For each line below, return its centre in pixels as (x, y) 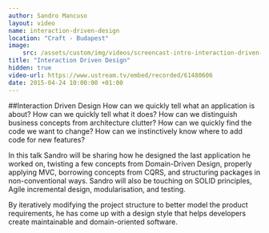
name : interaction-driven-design (64, 30)
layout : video (32, 23)
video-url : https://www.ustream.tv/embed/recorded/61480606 (111, 75)
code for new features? (47, 139)
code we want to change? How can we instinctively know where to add (125, 131)
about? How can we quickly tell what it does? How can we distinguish (123, 114)
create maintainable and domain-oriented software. (93, 222)
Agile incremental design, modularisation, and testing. (97, 189)
